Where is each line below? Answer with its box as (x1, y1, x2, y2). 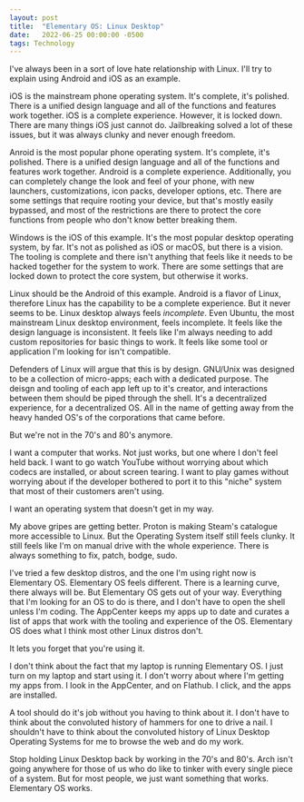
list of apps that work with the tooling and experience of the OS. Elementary (9, 616, 293, 627)
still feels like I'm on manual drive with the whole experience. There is (9, 540, 270, 551)
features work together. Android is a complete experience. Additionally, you (9, 166, 292, 177)
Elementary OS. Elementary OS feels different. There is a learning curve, (9, 578, 279, 589)
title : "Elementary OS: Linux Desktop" (9, 22, 165, 31)
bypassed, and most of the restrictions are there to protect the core (9, 205, 261, 216)
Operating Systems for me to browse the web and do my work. (9, 737, 245, 748)
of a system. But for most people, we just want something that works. (9, 773, 270, 784)
